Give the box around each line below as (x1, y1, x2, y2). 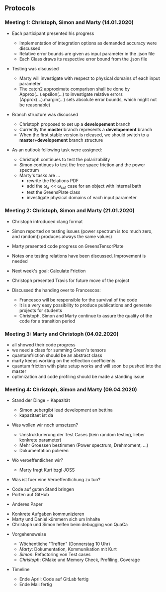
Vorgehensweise (11, 531, 47, 537)
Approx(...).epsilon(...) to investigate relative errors (19, 91, 123, 97)
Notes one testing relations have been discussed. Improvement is (11, 253, 146, 259)
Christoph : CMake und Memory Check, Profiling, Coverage (19, 557, 140, 563)
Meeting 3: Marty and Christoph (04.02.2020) (4, 330, 119, 337)
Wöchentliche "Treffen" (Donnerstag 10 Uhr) (19, 541, 110, 547)
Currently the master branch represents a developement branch (19, 126, 153, 132)
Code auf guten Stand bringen (11, 486, 74, 492)
